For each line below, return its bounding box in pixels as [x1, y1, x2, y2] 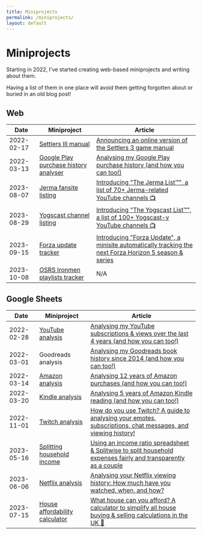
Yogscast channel [38, 211, 90, 219]
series [96, 256, 114, 264]
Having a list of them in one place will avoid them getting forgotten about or [6, 84, 193, 91]
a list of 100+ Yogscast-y [96, 214, 170, 222]
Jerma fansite [38, 183, 78, 192]
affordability [38, 507, 73, 516]
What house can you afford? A [90, 496, 176, 504]
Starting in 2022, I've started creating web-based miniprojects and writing [6, 66, 190, 73]
